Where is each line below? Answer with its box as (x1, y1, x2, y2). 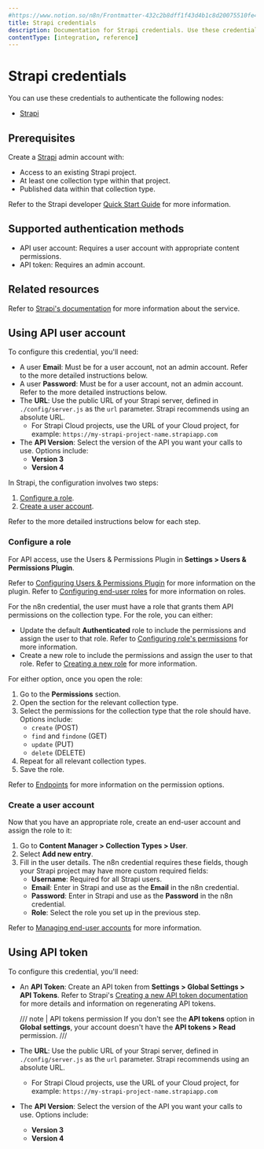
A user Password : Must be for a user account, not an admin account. (19, 379, 244, 389)
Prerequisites (8, 131, 75, 145)
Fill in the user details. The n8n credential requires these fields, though (19, 858, 249, 867)
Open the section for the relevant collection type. (19, 697, 179, 707)
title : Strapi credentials (8, 19, 97, 27)
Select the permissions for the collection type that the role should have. (19, 706, 251, 715)
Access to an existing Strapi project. (19, 168, 137, 177)
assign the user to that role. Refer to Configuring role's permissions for (19, 634, 249, 643)
